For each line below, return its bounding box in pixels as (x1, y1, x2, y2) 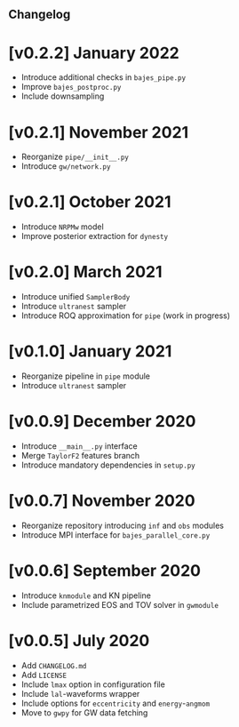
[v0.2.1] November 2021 (8, 122, 189, 142)
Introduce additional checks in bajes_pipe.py (20, 72, 187, 83)
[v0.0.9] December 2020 (8, 411, 196, 432)
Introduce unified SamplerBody (20, 292, 131, 302)
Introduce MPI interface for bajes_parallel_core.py (20, 529, 211, 540)
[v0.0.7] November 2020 (8, 491, 196, 511)
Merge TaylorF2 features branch (20, 451, 140, 461)
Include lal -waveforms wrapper (20, 688, 140, 699)
